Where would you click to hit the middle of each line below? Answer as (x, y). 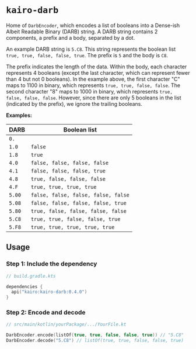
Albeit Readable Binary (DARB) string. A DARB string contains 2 (82, 32)
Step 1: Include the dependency (52, 264)
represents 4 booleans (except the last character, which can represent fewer (98, 72)
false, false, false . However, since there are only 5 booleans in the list (94, 98)
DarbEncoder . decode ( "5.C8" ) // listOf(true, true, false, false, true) (95, 341)
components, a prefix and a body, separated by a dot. (71, 37)
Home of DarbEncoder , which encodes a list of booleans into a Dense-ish (93, 25)
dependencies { (24, 286)
